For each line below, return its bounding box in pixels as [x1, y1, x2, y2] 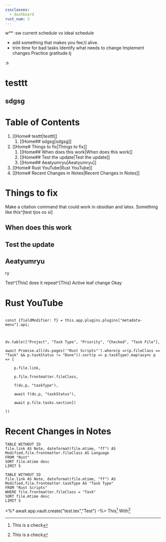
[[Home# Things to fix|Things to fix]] [12, 143, 87, 149]
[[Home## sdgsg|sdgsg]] [19, 138, 72, 144]
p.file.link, [14, 365, 41, 371]
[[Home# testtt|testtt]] [12, 133, 58, 139]
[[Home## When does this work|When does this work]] [19, 149, 133, 155]
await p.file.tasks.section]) [14, 400, 77, 406]
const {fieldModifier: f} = [5, 318, 63, 323]
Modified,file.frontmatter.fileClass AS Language [5, 451, 110, 456]
